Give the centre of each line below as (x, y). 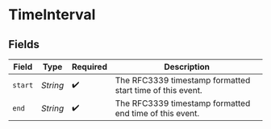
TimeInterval (52, 15)
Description (187, 67)
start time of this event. (159, 90)
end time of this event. (157, 113)
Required (89, 67)
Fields (24, 44)
